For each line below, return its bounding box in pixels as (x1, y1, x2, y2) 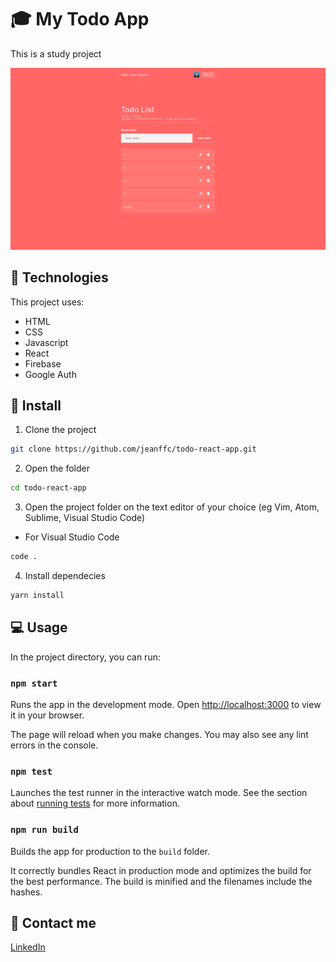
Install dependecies (24, 570, 106, 582)
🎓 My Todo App (10, 8, 150, 31)
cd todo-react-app (10, 483, 87, 493)
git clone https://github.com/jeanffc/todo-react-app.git (10, 444, 257, 455)
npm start (10, 677, 58, 689)
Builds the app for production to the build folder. (10, 845, 211, 857)
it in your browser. (10, 709, 85, 721)
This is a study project (10, 47, 102, 60)
